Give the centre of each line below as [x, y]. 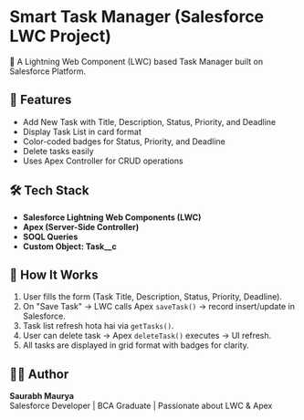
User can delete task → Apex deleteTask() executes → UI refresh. [147, 336]
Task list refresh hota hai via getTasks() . [98, 326]
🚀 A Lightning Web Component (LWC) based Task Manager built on [136, 61]
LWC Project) [61, 36]
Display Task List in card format [82, 131]
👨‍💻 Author [39, 374]
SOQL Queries [50, 236]
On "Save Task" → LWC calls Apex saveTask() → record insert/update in [158, 307]
